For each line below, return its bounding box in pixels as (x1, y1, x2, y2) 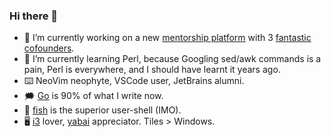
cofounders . (23, 42, 75, 54)
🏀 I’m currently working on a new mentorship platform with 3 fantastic (23, 32, 312, 44)
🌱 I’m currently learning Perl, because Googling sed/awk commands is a (23, 53, 322, 65)
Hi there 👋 (9, 9, 59, 23)
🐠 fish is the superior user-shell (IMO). (23, 104, 182, 116)
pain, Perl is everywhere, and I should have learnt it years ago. (23, 64, 281, 76)
